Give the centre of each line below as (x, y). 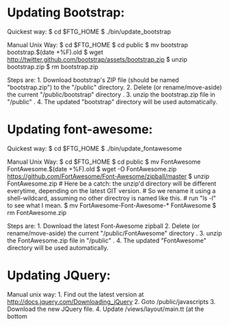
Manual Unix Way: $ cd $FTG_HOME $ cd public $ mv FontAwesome (104, 162)
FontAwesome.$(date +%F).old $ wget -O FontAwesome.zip (92, 168)
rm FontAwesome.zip (37, 212)
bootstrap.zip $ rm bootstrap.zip (53, 66)
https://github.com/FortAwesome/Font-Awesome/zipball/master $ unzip (108, 176)
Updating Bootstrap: (66, 13)
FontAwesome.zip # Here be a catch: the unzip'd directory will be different (112, 184)
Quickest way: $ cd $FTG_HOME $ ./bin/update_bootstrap (89, 32)
